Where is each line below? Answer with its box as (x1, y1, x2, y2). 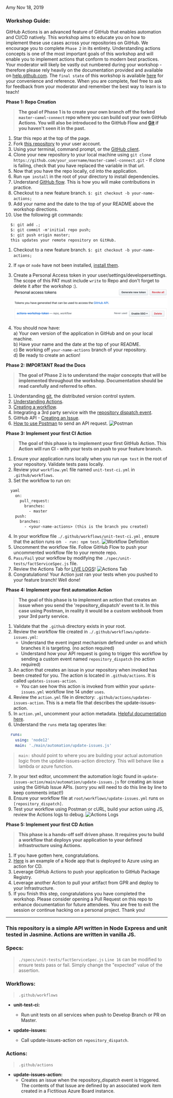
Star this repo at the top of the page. (13, 135, 90, 141)
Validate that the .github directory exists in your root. (13, 623, 126, 629)
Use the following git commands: (13, 212, 83, 218)
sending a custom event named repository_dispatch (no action (21, 656, 156, 662)
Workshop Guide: (6, 17, 51, 24)
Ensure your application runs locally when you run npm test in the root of (13, 455, 167, 462)
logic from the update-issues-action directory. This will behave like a (18, 758, 164, 764)
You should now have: (13, 325, 61, 331)
